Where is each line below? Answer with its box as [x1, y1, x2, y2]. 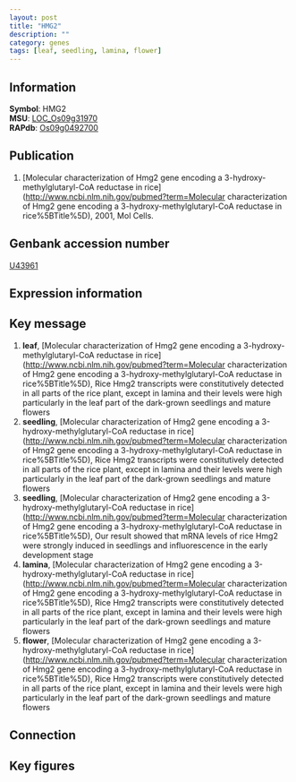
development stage [21, 549, 94, 560]
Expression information [9, 286, 143, 301]
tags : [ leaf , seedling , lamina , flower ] [9, 47, 163, 56]
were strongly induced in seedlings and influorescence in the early [21, 539, 268, 551]
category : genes [9, 38, 70, 47]
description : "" [9, 30, 70, 39]
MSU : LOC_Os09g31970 [9, 113, 98, 124]
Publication [9, 149, 74, 164]
